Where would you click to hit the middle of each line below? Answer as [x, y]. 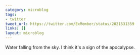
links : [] [16, 28]
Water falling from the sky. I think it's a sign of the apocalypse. [70, 47]
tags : [11, 14]
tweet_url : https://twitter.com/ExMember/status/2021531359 [70, 24]
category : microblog [27, 10]
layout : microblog [25, 33]
